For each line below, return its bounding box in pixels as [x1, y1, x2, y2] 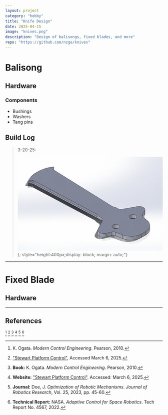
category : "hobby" [5, 13, 43, 19]
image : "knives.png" [5, 29, 48, 35]
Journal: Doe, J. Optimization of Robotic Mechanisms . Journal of [12, 383, 147, 390]
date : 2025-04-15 [5, 24, 41, 29]
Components [5, 97, 37, 104]
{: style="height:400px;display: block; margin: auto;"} [17, 252, 128, 258]
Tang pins [12, 119, 33, 125]
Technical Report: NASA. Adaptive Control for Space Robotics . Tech [12, 398, 154, 405]
